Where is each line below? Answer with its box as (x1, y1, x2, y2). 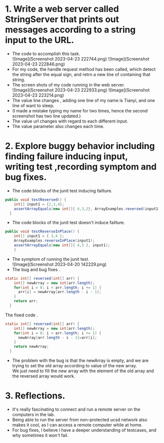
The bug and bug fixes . (12, 266, 61, 272)
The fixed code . (5, 312, 38, 318)
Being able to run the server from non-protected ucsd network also (12, 417, 147, 422)
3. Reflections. (5, 390, 65, 401)
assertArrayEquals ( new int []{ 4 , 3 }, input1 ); (14, 243, 110, 248)
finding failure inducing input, (5, 151, 128, 162)
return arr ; (14, 299, 38, 304)
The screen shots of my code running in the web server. (12, 82, 125, 87)
